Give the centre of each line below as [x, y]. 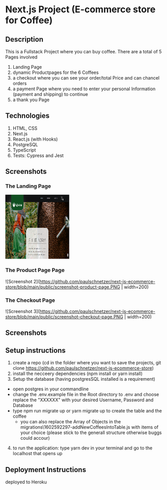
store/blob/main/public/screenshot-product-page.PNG [63, 287]
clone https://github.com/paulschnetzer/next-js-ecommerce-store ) [83, 368]
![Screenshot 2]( [22, 281]
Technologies [28, 116]
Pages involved [21, 57]
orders [20, 83]
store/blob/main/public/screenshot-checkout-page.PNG [64, 317]
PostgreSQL [25, 144]
